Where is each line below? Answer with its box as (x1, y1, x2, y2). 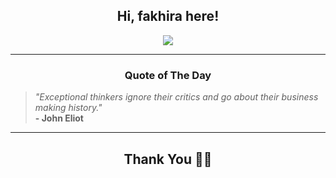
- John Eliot (34, 112, 84, 124)
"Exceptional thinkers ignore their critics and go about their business (34, 91, 319, 103)
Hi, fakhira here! (116, 8, 220, 25)
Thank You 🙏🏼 (123, 150, 213, 168)
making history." (34, 102, 103, 114)
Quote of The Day (124, 68, 212, 82)
